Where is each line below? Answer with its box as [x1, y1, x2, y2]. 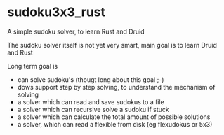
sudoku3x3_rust [7, 4, 106, 20]
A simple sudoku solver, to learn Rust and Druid [7, 27, 145, 36]
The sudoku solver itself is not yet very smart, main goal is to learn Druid [7, 41, 218, 49]
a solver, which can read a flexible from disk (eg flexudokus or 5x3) [17, 120, 213, 128]
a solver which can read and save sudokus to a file [17, 97, 165, 106]
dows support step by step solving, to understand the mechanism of [17, 83, 216, 91]
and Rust [7, 48, 33, 57]
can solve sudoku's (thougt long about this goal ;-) [17, 75, 164, 84]
